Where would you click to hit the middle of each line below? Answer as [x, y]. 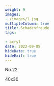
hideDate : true [21, 51]
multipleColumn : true [27, 23]
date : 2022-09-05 [23, 46]
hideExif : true [21, 56]
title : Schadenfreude [27, 28]
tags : [11, 33]
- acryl [13, 42]
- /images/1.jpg [22, 19]
